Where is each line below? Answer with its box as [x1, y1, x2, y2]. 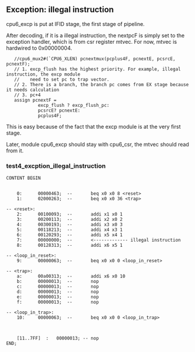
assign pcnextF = [14, 97, 57, 103]
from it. [6, 147, 24, 154]
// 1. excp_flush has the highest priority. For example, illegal [14, 66, 181, 72]
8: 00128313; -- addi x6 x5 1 [17, 242, 123, 249]
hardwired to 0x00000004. [6, 44, 72, 51]
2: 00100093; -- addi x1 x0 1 [17, 211, 123, 217]
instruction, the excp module [6, 71, 81, 77]
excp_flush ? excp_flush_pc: [37, 102, 110, 108]
